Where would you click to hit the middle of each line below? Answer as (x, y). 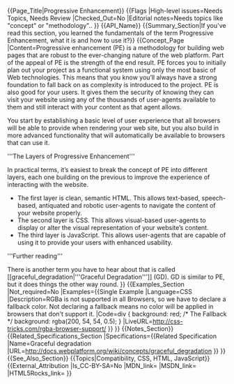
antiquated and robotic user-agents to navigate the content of (127, 205)
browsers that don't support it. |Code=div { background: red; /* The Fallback (117, 314)
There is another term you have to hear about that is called (91, 269)
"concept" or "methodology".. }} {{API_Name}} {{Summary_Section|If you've (117, 25)
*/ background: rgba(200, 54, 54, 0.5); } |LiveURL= (80, 321)
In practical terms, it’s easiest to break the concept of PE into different (107, 170)
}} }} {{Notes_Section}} (141, 329)
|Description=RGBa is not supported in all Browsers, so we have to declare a (117, 299)
